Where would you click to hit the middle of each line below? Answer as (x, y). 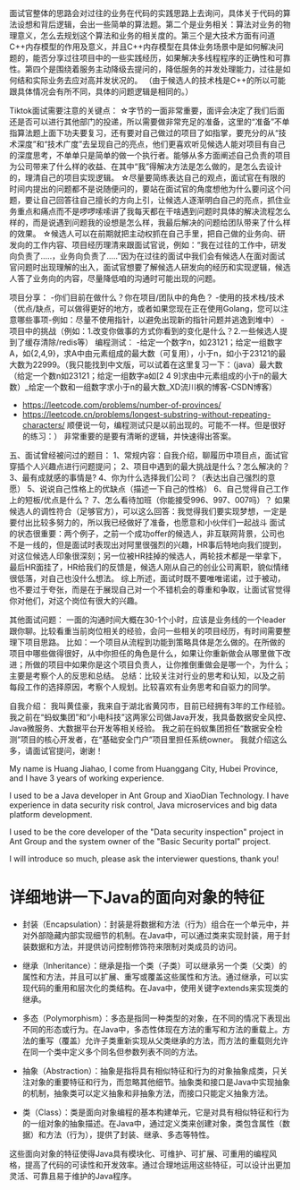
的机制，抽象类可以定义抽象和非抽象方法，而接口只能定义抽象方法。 (147, 1093)
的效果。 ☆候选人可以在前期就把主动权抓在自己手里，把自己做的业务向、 (144, 234)
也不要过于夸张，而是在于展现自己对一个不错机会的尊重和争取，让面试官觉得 (150, 590)
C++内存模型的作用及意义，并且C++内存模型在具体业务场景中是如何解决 (143, 47)
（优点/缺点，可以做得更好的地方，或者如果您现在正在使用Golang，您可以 (145, 308)
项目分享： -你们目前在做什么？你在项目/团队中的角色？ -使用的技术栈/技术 (147, 297)
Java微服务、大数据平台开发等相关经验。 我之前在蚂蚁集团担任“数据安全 (142, 728)
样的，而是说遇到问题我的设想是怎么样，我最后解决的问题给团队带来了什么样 (150, 223)
